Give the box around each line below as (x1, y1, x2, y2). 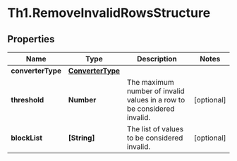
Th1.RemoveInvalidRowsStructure (7, 5, 211, 21)
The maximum (126, 78, 174, 87)
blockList (11, 133, 43, 143)
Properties (7, 33, 55, 45)
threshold (11, 95, 44, 105)
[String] (68, 133, 95, 143)
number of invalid (126, 86, 185, 96)
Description (136, 54, 178, 64)
